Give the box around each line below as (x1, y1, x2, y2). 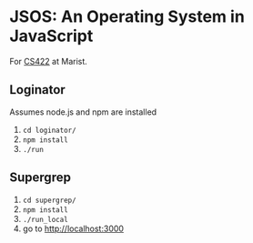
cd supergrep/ (22, 196, 76, 205)
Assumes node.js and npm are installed (9, 106, 157, 117)
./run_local (22, 215, 68, 224)
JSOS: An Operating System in (9, 6, 246, 27)
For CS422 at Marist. (9, 56, 88, 66)
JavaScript (9, 25, 94, 46)
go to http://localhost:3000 (22, 223, 125, 234)
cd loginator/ (22, 126, 76, 135)
